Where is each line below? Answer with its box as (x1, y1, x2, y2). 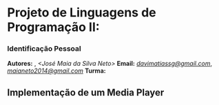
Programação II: (7, 19, 100, 35)
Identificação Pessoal (7, 44, 81, 54)
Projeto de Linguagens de (7, 5, 156, 21)
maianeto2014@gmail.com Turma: (7, 67, 106, 75)
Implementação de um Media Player (7, 86, 165, 98)
